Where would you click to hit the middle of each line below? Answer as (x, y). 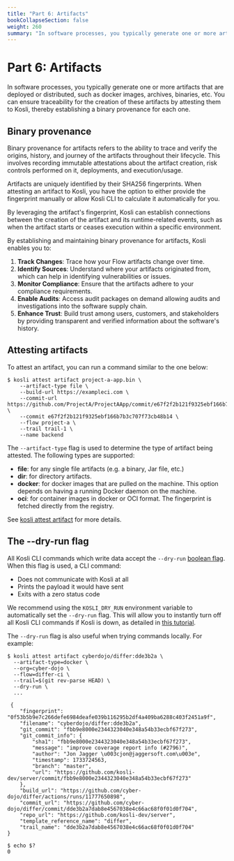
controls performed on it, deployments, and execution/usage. (95, 170)
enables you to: (29, 248)
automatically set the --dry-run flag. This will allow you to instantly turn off (114, 615)
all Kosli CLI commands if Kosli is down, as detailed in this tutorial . (102, 622)
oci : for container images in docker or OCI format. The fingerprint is (114, 498)
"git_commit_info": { (51, 735)
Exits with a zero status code (58, 594)
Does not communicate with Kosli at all (73, 579)
